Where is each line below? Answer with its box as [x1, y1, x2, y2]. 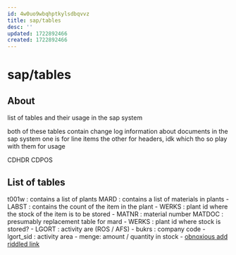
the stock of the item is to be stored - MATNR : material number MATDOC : [7, 209, 224, 218]
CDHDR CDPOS [7, 156, 53, 164]
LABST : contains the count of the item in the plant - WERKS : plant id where [7, 202, 228, 211]
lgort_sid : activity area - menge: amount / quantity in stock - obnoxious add [7, 232, 228, 240]
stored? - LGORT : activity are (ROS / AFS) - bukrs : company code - [7, 225, 206, 233]
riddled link [7, 240, 40, 248]
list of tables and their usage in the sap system [7, 113, 143, 122]
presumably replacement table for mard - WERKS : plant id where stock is [7, 217, 221, 225]
